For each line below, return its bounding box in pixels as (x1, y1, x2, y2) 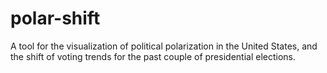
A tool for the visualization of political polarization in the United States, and (10, 40, 318, 52)
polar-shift (10, 7, 101, 30)
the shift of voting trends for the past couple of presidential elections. (10, 50, 297, 62)
